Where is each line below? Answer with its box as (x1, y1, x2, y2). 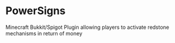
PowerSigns (5, 4, 66, 18)
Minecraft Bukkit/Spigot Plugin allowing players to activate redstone (5, 24, 170, 31)
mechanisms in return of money (5, 29, 83, 37)
